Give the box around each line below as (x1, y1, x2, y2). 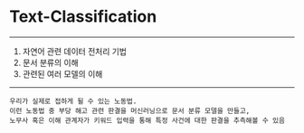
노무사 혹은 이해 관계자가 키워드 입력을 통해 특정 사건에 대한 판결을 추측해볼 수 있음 (9, 116, 285, 125)
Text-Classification (9, 6, 157, 27)
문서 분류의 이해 (22, 57, 79, 68)
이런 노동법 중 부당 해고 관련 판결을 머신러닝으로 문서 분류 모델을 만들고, (9, 106, 251, 115)
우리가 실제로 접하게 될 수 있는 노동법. (9, 97, 138, 106)
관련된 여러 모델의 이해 (22, 68, 103, 79)
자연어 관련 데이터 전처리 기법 (22, 45, 127, 56)
